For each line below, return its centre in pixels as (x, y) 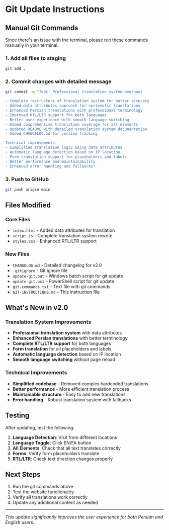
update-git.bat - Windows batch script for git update (68, 276)
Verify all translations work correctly (50, 497)
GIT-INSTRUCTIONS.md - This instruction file (56, 292)
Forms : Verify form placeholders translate (56, 453)
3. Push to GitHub (27, 179)
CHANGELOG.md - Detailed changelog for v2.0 (57, 265)
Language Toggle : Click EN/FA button (52, 443)
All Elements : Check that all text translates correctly (66, 448)
